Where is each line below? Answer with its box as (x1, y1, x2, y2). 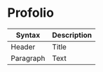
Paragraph (11, 53, 46, 63)
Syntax (15, 30, 41, 40)
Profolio (7, 5, 55, 21)
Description (52, 30, 92, 40)
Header (11, 42, 36, 52)
